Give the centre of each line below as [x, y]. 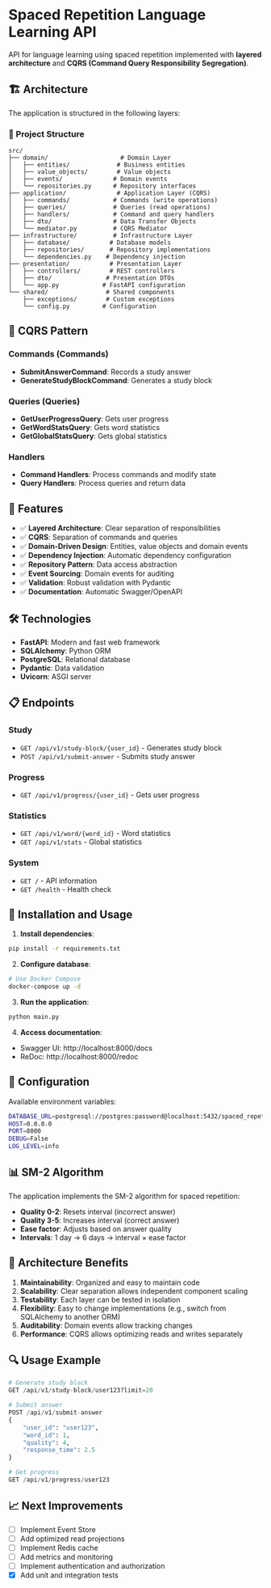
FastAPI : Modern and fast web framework [90, 642]
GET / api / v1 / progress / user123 [59, 1480]
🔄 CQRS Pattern [48, 331]
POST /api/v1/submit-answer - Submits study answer [108, 756]
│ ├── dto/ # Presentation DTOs [92, 278]
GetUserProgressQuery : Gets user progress [94, 419]
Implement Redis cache [59, 1548]
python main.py [34, 1016]
